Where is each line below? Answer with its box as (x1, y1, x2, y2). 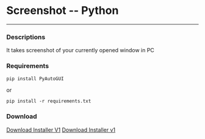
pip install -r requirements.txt (6, 98, 92, 104)
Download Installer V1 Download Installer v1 (6, 126, 116, 134)
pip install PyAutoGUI (6, 75, 64, 82)
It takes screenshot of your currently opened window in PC (6, 47, 154, 54)
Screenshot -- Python (6, 4, 119, 18)
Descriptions (6, 33, 46, 41)
